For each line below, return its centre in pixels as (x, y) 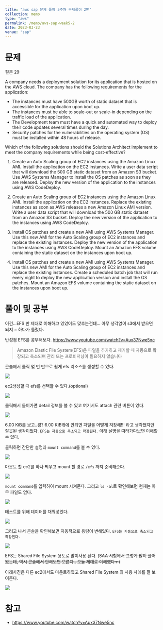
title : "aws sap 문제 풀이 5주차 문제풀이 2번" (49, 9)
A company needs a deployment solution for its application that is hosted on (81, 82)
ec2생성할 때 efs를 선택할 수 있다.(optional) (47, 386)
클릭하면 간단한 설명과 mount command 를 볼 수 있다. (53, 447)
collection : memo (23, 14)
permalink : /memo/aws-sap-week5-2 (40, 23)
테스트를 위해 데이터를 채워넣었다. (37, 511)
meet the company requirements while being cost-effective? (65, 152)
